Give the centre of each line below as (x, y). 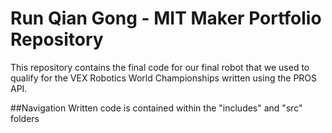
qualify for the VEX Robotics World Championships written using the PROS (164, 78)
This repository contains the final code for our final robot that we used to (160, 67)
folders (25, 118)
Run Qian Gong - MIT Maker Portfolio (166, 18)
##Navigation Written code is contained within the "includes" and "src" (156, 108)
